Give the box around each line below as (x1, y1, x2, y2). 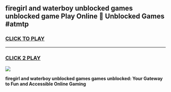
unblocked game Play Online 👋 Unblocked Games (5, 12, 164, 21)
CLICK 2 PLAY (5, 54, 41, 62)
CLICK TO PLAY (5, 35, 45, 42)
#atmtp (5, 20, 29, 28)
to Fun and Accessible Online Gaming (5, 81, 87, 87)
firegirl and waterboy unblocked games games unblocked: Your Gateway (5, 75, 163, 81)
